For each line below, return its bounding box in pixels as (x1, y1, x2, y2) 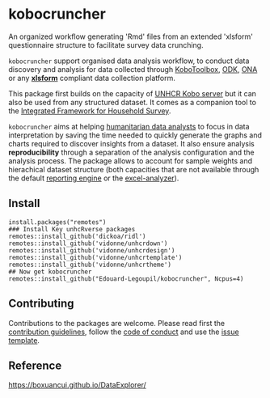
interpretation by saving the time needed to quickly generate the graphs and (8, 130, 263, 140)
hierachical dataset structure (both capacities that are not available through (8, 164, 259, 174)
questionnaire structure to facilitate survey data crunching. (8, 40, 204, 49)
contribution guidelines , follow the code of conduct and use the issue (8, 327, 240, 337)
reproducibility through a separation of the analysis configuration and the (8, 147, 255, 157)
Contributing (8, 297, 74, 311)
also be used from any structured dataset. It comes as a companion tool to (8, 97, 257, 107)
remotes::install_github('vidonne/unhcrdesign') (8, 246, 175, 255)
